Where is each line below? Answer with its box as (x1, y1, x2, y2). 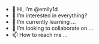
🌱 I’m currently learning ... (11, 18, 76, 25)
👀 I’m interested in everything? (11, 12, 88, 19)
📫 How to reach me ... (11, 32, 68, 38)
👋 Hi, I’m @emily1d (11, 6, 58, 12)
